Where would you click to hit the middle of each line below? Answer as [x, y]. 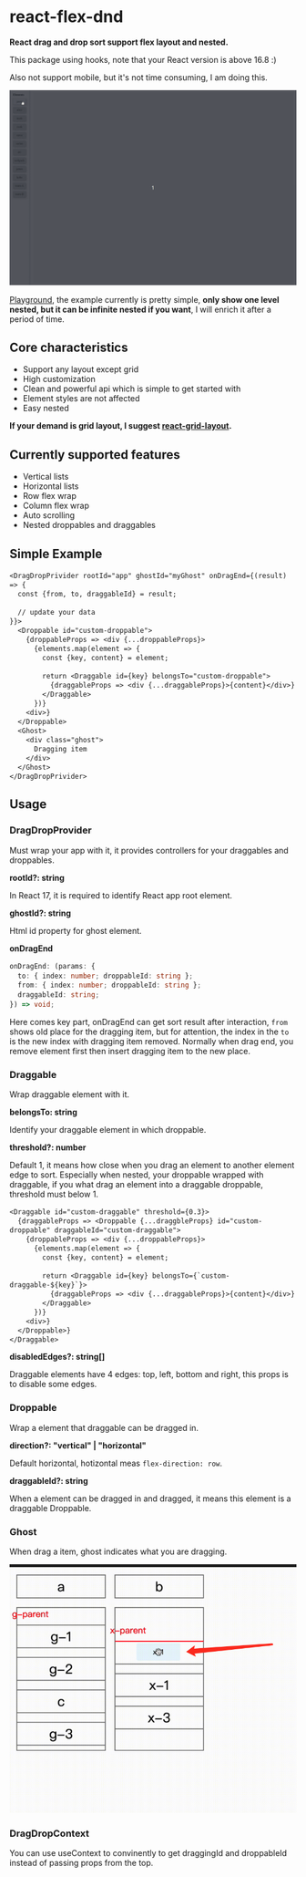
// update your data [56, 612]
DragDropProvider [51, 830]
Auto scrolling [49, 515]
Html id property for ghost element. [76, 930]
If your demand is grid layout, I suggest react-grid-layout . [121, 426]
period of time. [37, 319]
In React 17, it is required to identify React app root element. [121, 895]
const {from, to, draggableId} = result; [97, 594]
